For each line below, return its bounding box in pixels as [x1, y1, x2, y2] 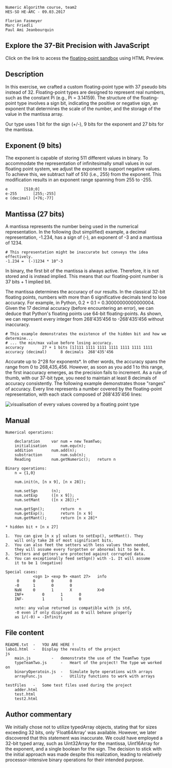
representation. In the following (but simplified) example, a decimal [5, 229, 146, 235]
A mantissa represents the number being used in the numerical [5, 223, 139, 230]
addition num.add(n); [14, 448, 77, 453]
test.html [14, 691, 36, 697]
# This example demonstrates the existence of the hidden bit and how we [5, 331, 167, 337]
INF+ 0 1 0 [14, 592, 82, 597]
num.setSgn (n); [14, 488, 61, 494]
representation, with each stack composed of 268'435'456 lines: [5, 391, 142, 397]
